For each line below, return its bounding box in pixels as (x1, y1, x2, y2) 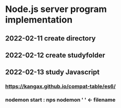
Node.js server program (5, 3, 107, 15)
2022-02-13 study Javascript (5, 68, 100, 76)
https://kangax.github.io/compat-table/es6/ (5, 83, 116, 90)
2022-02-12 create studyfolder (5, 51, 105, 59)
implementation (5, 14, 73, 25)
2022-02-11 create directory (5, 34, 96, 42)
